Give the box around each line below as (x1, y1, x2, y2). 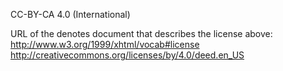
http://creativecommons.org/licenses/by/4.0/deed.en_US (10, 49, 245, 61)
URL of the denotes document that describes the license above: (10, 28, 273, 39)
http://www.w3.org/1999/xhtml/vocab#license (10, 39, 200, 50)
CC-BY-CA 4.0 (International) (10, 9, 131, 20)
